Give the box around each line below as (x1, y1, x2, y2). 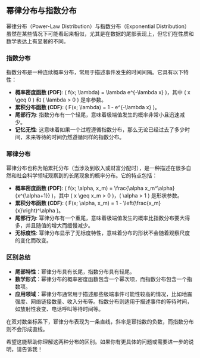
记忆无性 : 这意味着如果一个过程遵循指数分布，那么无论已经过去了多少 (14, 126, 185, 133)
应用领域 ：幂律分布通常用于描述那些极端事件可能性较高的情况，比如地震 (14, 290, 192, 297)
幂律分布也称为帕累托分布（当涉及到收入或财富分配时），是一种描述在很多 (6, 165, 186, 172)
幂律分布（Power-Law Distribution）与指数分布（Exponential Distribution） (6, 23, 190, 30)
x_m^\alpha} (145, 184, 175, 192)
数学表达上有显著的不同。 (6, 38, 69, 45)
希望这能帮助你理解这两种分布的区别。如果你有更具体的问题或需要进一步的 (6, 338, 189, 345)
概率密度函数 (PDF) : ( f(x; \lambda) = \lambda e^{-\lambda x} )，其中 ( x (14, 89, 190, 96)
